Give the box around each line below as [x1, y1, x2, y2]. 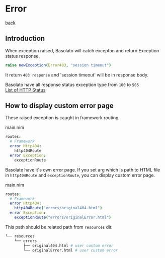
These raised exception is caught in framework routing [5, 115, 119, 121]
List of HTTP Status [5, 87, 46, 93]
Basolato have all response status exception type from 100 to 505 [5, 81, 139, 88]
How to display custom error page [5, 102, 114, 110]
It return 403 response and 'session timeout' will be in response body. [5, 71, 149, 78]
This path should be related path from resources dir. [5, 224, 113, 230]
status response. [5, 53, 40, 59]
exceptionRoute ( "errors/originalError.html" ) [14, 215, 112, 220]
